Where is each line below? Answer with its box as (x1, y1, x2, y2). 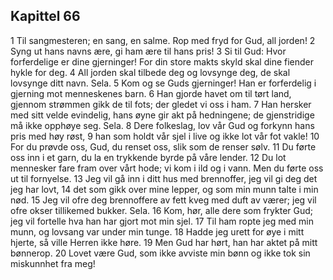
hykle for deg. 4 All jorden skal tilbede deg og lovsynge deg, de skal (10, 66, 291, 78)
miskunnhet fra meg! (10, 257, 96, 269)
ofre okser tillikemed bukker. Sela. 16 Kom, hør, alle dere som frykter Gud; (10, 204, 314, 216)
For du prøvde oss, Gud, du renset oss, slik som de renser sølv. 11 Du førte (10, 140, 317, 153)
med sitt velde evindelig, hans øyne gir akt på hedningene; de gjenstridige (10, 109, 315, 121)
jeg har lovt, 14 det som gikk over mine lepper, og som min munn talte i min (10, 183, 319, 195)
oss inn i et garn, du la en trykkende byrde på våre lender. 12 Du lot (10, 151, 287, 163)
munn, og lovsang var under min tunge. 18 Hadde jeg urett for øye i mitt (10, 225, 305, 238)
